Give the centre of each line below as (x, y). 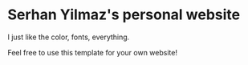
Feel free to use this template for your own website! (93, 52)
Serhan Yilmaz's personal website (124, 15)
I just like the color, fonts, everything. (69, 37)
